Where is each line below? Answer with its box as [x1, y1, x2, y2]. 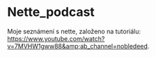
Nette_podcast [7, 4, 95, 20]
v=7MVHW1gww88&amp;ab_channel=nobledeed [7, 42, 148, 50]
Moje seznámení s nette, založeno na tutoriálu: [7, 27, 141, 35]
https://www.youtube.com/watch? [7, 34, 105, 42]
